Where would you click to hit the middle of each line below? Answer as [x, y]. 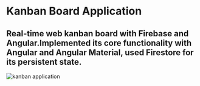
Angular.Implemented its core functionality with [99, 43]
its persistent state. [44, 62]
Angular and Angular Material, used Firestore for [100, 52]
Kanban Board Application [74, 11]
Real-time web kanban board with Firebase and [98, 34]
